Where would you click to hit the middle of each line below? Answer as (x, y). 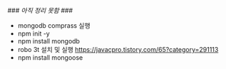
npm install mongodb (49, 41)
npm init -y (34, 33)
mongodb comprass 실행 (54, 26)
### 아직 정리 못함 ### (40, 10)
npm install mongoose (50, 58)
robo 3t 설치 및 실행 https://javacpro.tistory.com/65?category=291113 (118, 49)
